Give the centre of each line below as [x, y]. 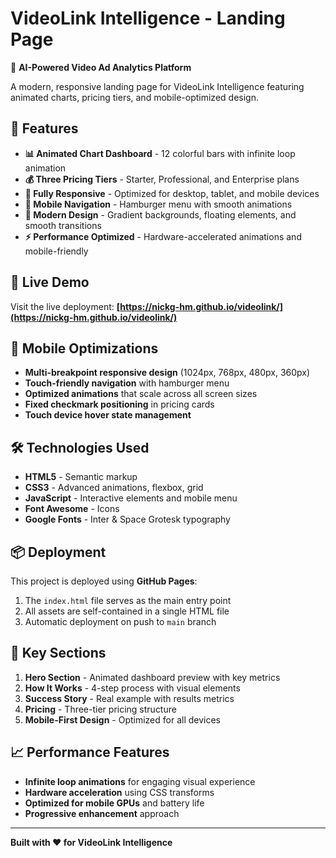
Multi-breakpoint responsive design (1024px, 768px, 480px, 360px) [167, 373]
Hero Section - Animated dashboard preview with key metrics [152, 677]
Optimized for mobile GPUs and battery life [114, 803]
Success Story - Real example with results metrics [129, 698]
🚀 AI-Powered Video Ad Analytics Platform [101, 67]
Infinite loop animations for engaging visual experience [140, 781]
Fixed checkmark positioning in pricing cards [119, 404]
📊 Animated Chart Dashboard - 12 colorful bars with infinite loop [160, 153]
